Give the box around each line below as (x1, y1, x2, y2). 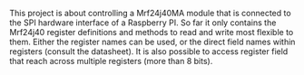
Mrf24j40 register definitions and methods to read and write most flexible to (9, 27, 294, 37)
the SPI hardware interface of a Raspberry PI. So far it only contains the (9, 17, 277, 28)
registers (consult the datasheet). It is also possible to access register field (9, 46, 289, 57)
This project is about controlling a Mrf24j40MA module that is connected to (9, 8, 292, 18)
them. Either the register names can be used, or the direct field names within (9, 36, 296, 47)
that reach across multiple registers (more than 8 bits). (9, 56, 213, 66)
